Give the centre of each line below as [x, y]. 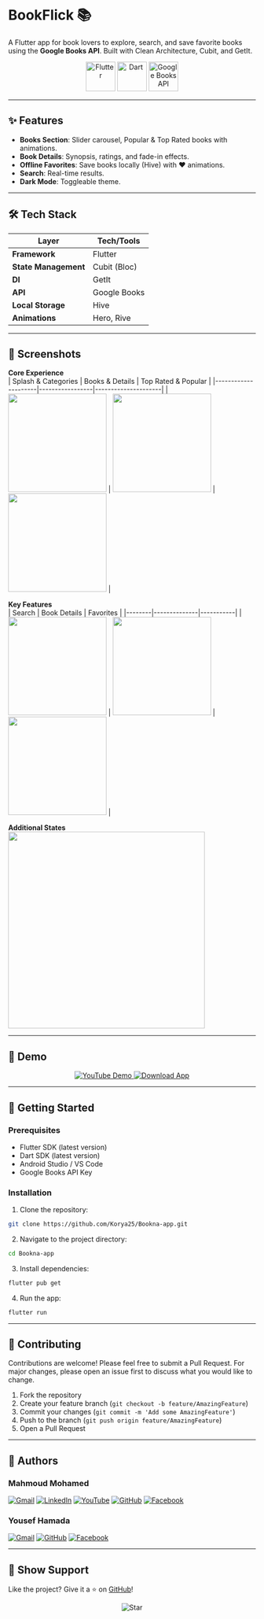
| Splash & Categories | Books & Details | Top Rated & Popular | [110, 382]
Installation [30, 1193]
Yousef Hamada [39, 1521]
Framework [34, 254]
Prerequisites [34, 1130]
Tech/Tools [119, 241]
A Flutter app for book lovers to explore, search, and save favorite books [125, 42]
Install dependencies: [54, 1268]
